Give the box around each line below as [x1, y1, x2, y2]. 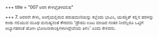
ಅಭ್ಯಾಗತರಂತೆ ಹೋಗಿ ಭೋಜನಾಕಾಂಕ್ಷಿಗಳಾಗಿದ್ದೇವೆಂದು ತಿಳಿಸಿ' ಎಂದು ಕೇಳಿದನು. [5, 25, 116, 31]
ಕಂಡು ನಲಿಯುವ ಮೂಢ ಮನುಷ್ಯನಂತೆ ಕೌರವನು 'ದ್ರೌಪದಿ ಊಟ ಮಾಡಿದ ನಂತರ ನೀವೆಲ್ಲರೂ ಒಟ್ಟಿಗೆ [5, 20, 144, 25]
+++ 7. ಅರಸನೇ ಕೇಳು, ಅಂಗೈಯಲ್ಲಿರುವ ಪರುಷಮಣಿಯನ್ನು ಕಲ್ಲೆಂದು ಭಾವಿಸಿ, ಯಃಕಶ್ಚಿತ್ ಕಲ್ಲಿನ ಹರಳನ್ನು [5, 14, 154, 20]
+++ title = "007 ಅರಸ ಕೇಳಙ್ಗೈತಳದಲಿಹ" [5, 4, 74, 10]
